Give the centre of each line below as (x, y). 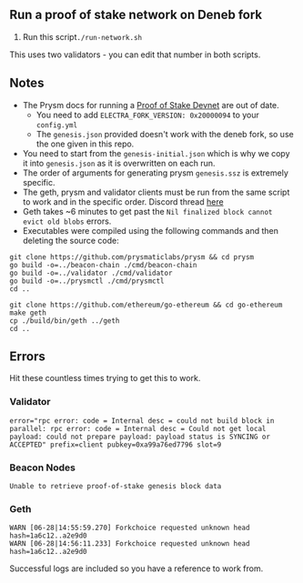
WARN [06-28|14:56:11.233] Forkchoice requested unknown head (130, 544)
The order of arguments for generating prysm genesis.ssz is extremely (156, 173)
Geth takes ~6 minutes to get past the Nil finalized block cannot (147, 211)
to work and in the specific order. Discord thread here (123, 201)
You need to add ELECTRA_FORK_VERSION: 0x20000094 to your (147, 115)
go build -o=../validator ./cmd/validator (91, 273)
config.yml (57, 125)
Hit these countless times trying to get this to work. (105, 378)
